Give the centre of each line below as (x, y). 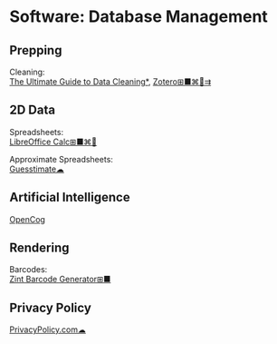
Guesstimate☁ (37, 169)
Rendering (39, 248)
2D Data (33, 110)
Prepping (36, 50)
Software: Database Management (139, 17)
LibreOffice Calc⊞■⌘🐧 (53, 142)
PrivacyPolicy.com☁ (48, 329)
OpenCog (27, 219)
